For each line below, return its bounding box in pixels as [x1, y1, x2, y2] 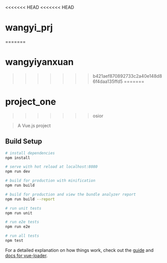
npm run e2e [5, 224, 30, 229]
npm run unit [5, 211, 33, 216]
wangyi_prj [5, 22, 53, 33]
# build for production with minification [5, 178, 96, 183]
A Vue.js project [17, 122, 51, 128]
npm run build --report [5, 196, 55, 201]
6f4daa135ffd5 [93, 78, 123, 84]
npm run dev [5, 169, 30, 174]
